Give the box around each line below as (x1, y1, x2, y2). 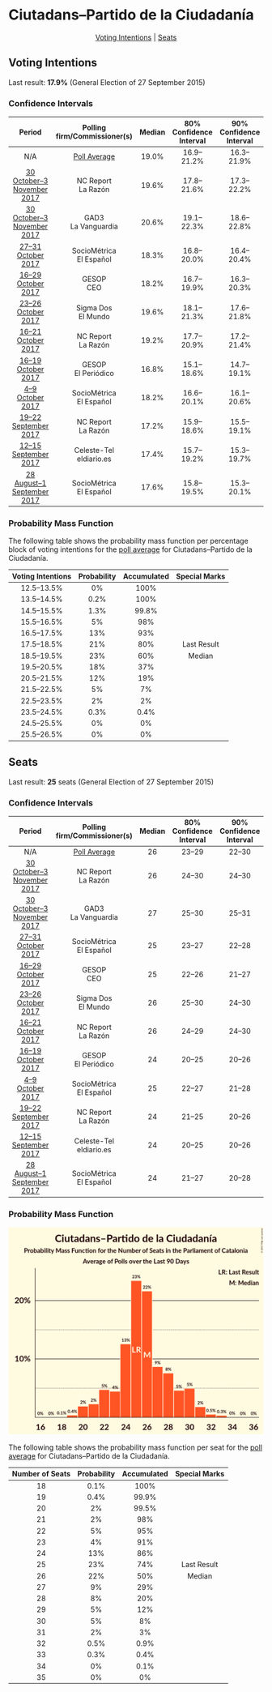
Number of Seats (11, 1469, 71, 1479)
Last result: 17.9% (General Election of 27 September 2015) (8, 77, 206, 87)
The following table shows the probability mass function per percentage (8, 536, 249, 546)
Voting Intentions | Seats (95, 32, 177, 42)
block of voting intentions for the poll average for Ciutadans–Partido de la (8, 545, 253, 554)
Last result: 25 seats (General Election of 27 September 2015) (8, 776, 215, 787)
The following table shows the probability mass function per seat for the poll (8, 1442, 263, 1452)
